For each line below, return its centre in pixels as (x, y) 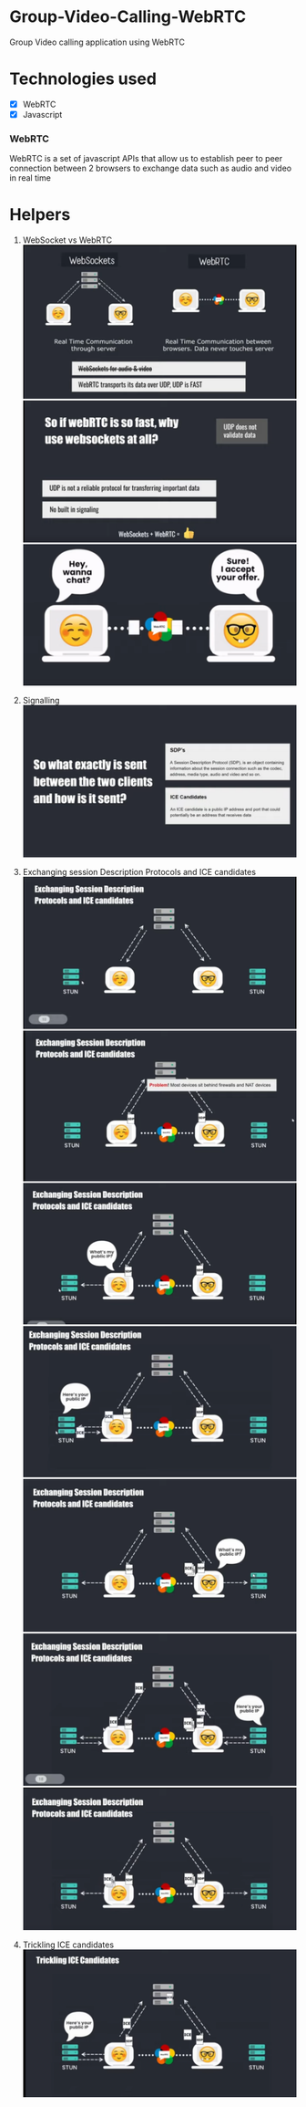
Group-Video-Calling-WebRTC (128, 17)
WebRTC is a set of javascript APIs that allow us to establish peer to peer (146, 159)
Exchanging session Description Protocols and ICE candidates (139, 872)
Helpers (40, 215)
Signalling (41, 701)
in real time (31, 178)
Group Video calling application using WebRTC (97, 42)
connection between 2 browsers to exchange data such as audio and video (151, 168)
